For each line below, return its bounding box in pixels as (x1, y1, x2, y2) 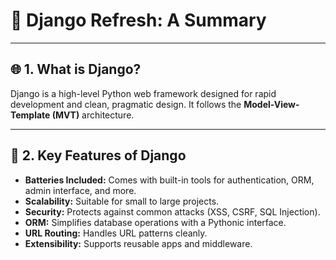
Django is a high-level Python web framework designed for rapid (10, 87, 277, 99)
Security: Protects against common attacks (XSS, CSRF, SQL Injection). (24, 205, 321, 218)
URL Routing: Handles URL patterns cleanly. (24, 227, 208, 239)
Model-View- (243, 98, 300, 110)
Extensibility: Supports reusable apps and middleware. (24, 237, 253, 249)
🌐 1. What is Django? (10, 61, 142, 78)
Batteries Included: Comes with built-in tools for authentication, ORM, (24, 174, 315, 186)
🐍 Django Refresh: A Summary (10, 9, 267, 32)
